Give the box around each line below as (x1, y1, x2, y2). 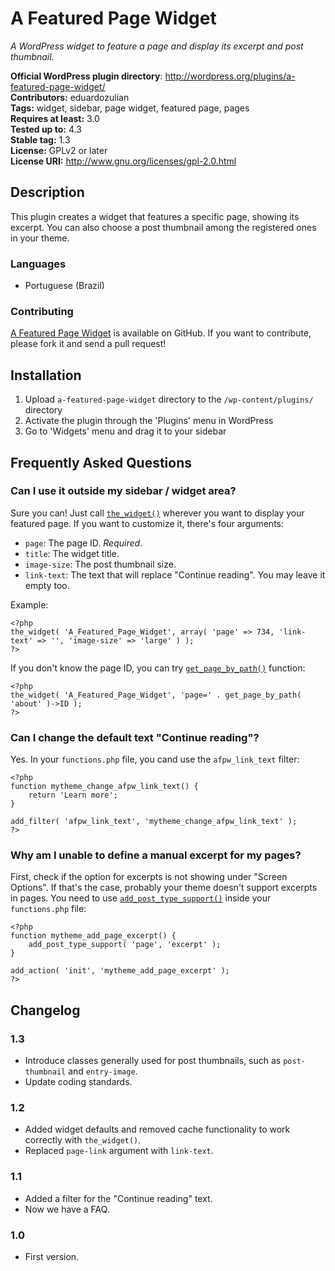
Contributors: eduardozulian (10, 91, 130, 103)
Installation (10, 367, 82, 384)
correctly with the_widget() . (24, 1134, 142, 1146)
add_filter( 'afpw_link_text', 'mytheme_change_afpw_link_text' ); (10, 817, 298, 827)
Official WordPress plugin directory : (10, 70, 163, 82)
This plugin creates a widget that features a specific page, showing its (10, 210, 300, 222)
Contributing (10, 304, 74, 318)
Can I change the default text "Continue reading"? (10, 730, 260, 744)
